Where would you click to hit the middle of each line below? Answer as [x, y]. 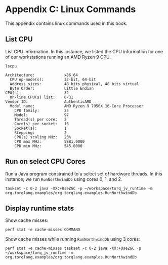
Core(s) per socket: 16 [42, 124]
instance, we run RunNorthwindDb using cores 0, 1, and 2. [64, 179]
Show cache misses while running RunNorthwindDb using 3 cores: [73, 239]
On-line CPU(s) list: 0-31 [41, 97]
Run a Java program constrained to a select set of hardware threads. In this [84, 174]
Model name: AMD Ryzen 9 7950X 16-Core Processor [77, 106]
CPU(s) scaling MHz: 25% [43, 137]
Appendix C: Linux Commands [71, 9]
